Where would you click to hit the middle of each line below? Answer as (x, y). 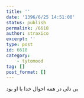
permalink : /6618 (28, 28)
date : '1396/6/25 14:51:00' (41, 17)
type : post (20, 45)
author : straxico (28, 34)
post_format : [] (26, 72)
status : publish (26, 22)
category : (18, 55)
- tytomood (30, 61)
